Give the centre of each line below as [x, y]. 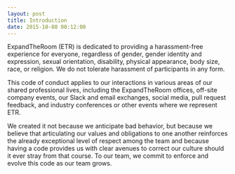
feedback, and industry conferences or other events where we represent [112, 105]
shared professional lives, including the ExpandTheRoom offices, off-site [112, 90]
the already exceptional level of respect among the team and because [108, 141]
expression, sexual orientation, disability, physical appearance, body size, [114, 62]
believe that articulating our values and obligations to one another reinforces [117, 133]
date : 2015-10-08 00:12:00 [47, 27]
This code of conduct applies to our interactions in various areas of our [110, 83]
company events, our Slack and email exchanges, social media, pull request [117, 98]
